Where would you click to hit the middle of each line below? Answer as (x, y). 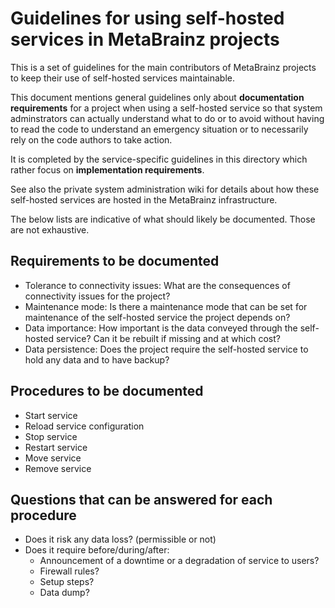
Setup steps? (67, 582)
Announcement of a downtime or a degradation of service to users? (179, 561)
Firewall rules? (69, 571)
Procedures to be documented (107, 391)
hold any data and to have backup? (97, 359)
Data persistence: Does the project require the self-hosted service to (166, 349)
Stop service (51, 436)
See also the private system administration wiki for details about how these (165, 189)
